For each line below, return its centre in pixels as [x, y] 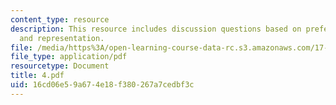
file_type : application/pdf [69, 57]
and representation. [62, 38]
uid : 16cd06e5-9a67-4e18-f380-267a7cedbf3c [102, 85]
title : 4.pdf [37, 76]
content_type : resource [60, 19]
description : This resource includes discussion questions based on [156, 29]
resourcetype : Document [60, 66]
